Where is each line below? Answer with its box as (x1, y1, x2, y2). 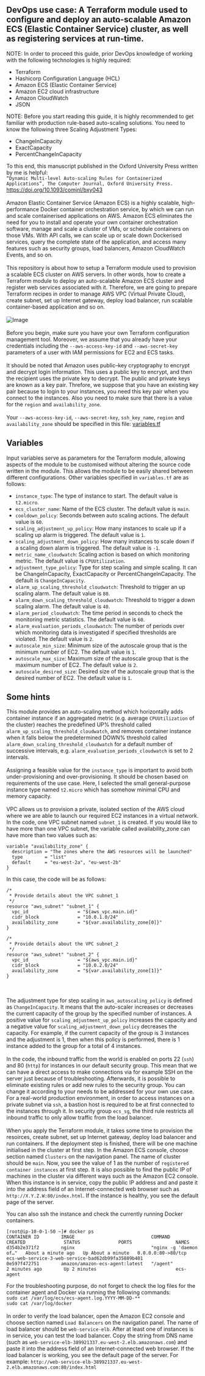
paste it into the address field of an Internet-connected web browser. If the (6, 1345, 194, 1352)
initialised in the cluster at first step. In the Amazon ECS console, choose (6, 1146, 189, 1154)
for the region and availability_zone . (6, 400, 102, 408)
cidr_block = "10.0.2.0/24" (12, 962, 119, 969)
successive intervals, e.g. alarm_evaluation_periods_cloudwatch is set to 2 (6, 747, 193, 755)
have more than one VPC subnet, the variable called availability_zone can (6, 825, 190, 832)
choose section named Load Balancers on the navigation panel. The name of (6, 1319, 199, 1326)
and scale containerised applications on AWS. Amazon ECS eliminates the (6, 212, 192, 219)
